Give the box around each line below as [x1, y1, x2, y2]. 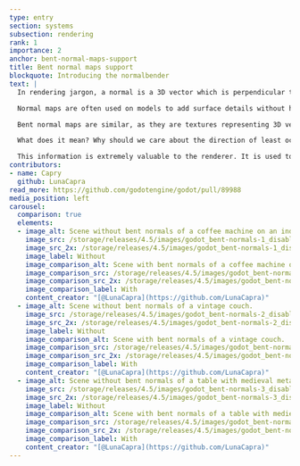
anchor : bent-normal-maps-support [9, 54, 138, 63]
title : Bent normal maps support [9, 63, 134, 72]
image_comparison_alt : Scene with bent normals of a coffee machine [25, 260, 286, 269]
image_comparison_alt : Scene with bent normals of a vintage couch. [25, 335, 286, 344]
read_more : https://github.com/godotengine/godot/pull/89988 [9, 185, 242, 195]
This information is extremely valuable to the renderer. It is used [17, 153, 281, 162]
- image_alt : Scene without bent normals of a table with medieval [17, 376, 274, 385]
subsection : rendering [9, 29, 94, 38]
